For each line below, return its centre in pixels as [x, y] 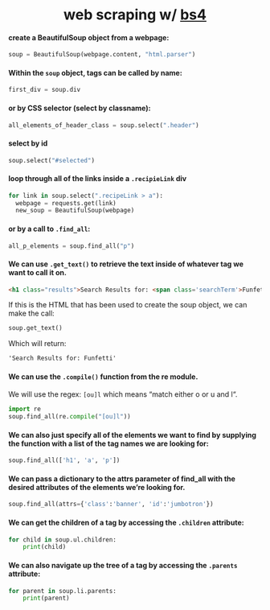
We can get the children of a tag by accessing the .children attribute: [126, 522]
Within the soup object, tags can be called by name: [95, 72]
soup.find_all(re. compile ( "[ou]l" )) [70, 417]
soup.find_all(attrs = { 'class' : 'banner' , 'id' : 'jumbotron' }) [111, 505]
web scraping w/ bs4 [135, 15]
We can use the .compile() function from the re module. [103, 377]
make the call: [31, 313]
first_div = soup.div [45, 90]
